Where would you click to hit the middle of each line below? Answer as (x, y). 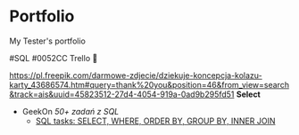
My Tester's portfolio (48, 41)
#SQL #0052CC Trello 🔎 (54, 58)
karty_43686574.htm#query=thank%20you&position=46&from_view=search (149, 84)
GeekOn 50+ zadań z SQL (71, 111)
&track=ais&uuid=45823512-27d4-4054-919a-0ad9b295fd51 (122, 94)
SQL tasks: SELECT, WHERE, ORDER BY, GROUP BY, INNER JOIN (155, 121)
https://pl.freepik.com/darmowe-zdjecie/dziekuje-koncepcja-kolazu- (136, 75)
